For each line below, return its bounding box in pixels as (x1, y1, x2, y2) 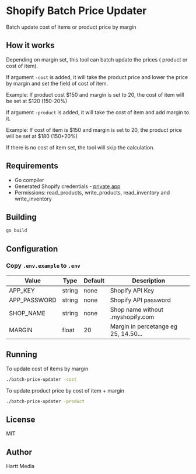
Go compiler (14, 176, 45, 183)
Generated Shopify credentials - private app (14, 183, 121, 190)
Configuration (6, 244, 58, 254)
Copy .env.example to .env (6, 261, 80, 270)
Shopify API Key (110, 286, 155, 294)
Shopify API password (110, 296, 171, 304)
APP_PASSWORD (9, 296, 57, 304)
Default (83, 277, 105, 285)
